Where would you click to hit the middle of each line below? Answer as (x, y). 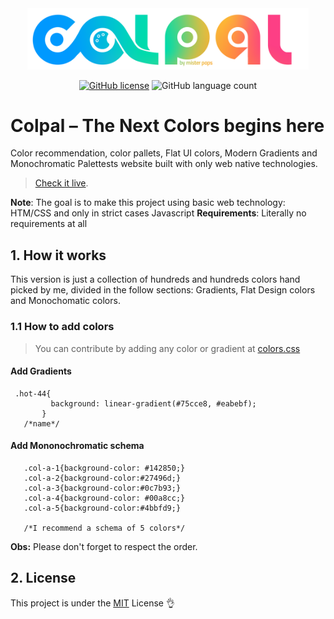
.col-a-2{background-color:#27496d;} (102, 478)
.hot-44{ (33, 393)
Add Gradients (41, 371)
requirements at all (49, 224)
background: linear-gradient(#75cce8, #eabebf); (153, 403)
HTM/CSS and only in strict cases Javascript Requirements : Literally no (158, 213)
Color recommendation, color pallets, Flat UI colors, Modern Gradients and (164, 153)
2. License (43, 578)
